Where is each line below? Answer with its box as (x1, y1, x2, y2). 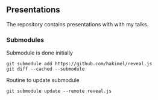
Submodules (6, 35, 45, 44)
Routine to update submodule (6, 77, 80, 84)
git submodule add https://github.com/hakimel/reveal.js (6, 61, 153, 67)
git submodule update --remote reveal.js (6, 88, 112, 95)
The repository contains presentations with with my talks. (6, 20, 149, 28)
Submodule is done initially (6, 49, 74, 56)
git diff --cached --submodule (6, 66, 85, 72)
